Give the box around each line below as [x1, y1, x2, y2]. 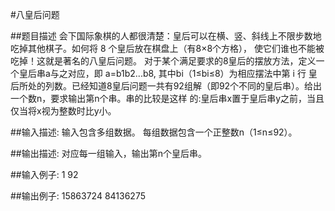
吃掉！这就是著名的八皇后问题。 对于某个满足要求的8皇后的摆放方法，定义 [10, 55, 317, 67]
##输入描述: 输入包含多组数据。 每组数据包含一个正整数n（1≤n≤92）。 [10, 126, 298, 138]
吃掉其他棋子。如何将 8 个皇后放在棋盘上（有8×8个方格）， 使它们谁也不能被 [10, 43, 325, 54]
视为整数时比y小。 [41, 105, 117, 117]
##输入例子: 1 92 [10, 169, 79, 180]
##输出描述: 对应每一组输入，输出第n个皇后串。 [10, 148, 207, 159]
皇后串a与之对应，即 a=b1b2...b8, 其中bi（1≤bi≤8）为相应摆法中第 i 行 [18, 68, 307, 79]
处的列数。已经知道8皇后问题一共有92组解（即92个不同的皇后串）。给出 [27, 80, 323, 92]
